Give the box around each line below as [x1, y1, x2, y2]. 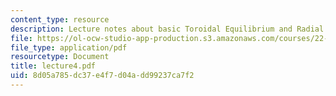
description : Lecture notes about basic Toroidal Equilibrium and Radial [10, 24, 325, 34]
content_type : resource [10, 14, 110, 25]
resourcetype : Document [10, 52, 110, 62]
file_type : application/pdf [10, 42, 128, 53]
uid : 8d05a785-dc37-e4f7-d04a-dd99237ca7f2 [10, 71, 195, 81]
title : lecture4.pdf [10, 61, 97, 71]
